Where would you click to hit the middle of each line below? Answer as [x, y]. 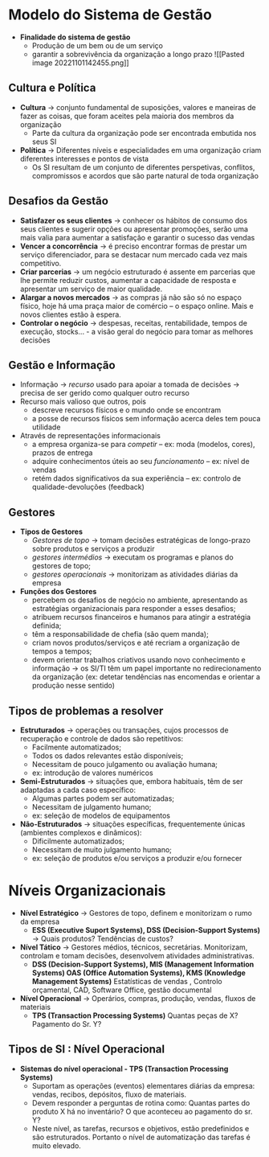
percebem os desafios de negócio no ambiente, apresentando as [140, 600]
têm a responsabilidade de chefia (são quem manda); [120, 634]
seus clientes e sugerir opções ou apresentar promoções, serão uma [134, 229]
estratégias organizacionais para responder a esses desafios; [134, 609]
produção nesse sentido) [73, 686]
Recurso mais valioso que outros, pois [83, 402]
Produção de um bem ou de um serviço [97, 45]
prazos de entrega [62, 453]
